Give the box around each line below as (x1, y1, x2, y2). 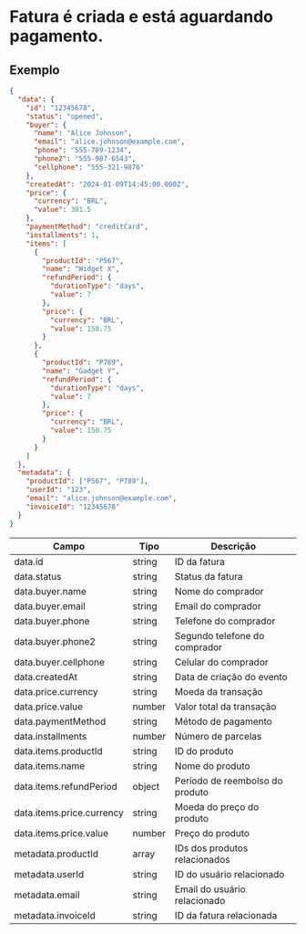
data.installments (14, 729, 87, 742)
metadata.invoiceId (14, 908, 96, 921)
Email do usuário (174, 883, 246, 896)
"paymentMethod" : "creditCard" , (25, 222, 148, 231)
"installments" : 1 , (25, 230, 100, 239)
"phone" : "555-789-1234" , (33, 146, 132, 155)
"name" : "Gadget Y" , (42, 366, 120, 375)
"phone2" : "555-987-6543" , (33, 154, 137, 163)
